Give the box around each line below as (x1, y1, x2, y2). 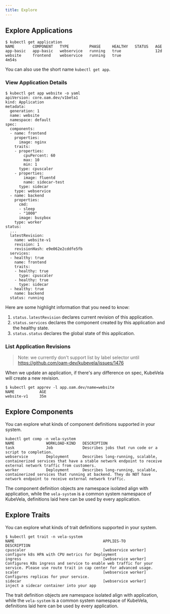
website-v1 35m (5, 394, 47, 399)
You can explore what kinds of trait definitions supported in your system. (5, 524, 157, 530)
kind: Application (5, 100, 44, 105)
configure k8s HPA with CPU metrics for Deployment (5, 552, 117, 557)
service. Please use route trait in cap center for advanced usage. (5, 565, 153, 570)
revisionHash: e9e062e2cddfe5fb (14, 246, 83, 252)
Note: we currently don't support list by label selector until (17, 354, 140, 361)
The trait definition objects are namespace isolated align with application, (5, 592, 158, 598)
